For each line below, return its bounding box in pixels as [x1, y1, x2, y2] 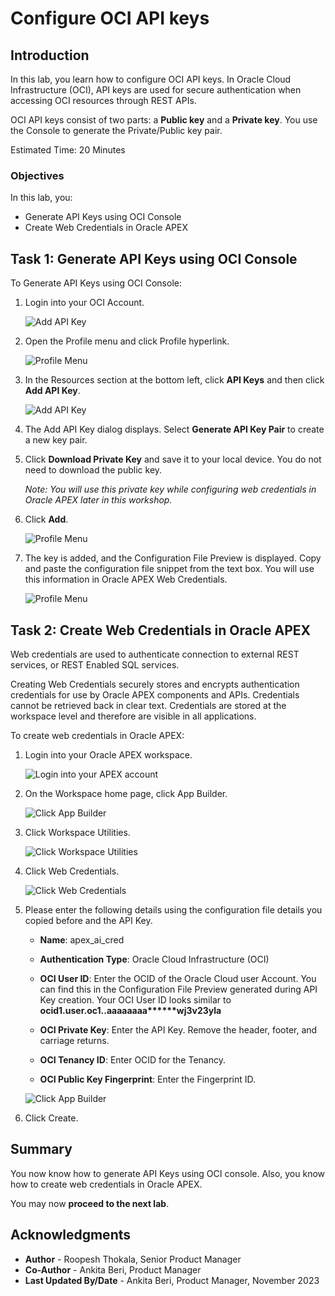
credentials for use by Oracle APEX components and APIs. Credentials [10, 688, 300, 701]
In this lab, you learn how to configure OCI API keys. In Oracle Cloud [10, 73, 292, 85]
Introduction [10, 47, 90, 64]
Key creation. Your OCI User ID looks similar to [39, 993, 232, 1006]
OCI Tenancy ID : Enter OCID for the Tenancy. [39, 1053, 226, 1066]
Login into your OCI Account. [24, 297, 145, 309]
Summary [10, 1141, 73, 1158]
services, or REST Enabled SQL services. [10, 658, 180, 671]
